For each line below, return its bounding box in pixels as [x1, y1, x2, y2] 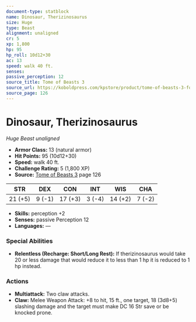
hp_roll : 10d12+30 [6, 52, 51, 58]
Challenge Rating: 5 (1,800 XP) [14, 165, 90, 172]
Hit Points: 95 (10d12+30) [14, 152, 77, 159]
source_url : [6, 85, 35, 91]
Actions [6, 277, 29, 285]
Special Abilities [6, 237, 53, 245]
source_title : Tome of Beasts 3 [6, 80, 85, 85]
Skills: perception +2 [14, 210, 65, 217]
